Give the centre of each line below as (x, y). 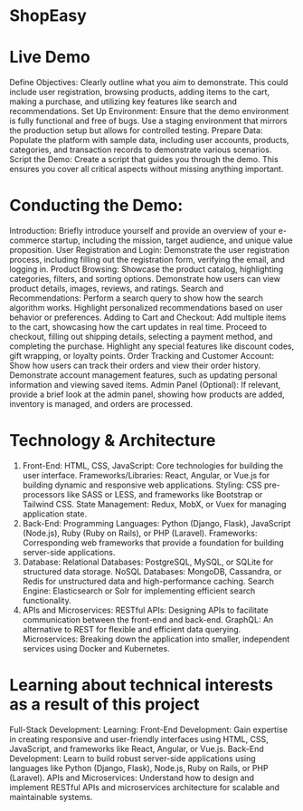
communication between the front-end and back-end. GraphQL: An (148, 620)
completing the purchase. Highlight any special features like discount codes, (152, 346)
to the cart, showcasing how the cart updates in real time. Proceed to (138, 327)
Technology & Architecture (113, 441)
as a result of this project (104, 705)
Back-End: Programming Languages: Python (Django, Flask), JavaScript (156, 523)
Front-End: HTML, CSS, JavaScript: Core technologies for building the (153, 466)
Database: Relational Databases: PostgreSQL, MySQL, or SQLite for (148, 562)
